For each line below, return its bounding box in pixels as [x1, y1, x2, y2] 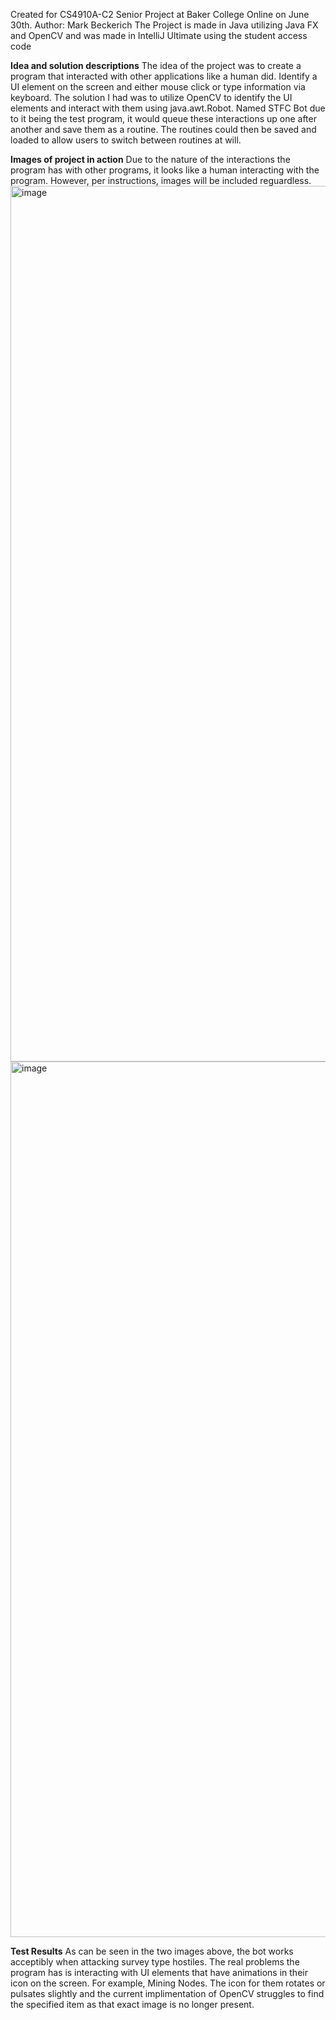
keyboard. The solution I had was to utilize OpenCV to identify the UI [10, 92, 293, 103]
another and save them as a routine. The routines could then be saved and [10, 124, 317, 135]
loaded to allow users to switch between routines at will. [10, 134, 242, 146]
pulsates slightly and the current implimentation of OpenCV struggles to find [10, 1988, 325, 1999]
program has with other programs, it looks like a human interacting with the [10, 164, 320, 176]
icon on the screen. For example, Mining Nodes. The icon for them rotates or [10, 1977, 326, 1989]
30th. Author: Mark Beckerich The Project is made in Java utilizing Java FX [10, 19, 319, 31]
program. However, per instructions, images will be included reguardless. [10, 175, 312, 186]
